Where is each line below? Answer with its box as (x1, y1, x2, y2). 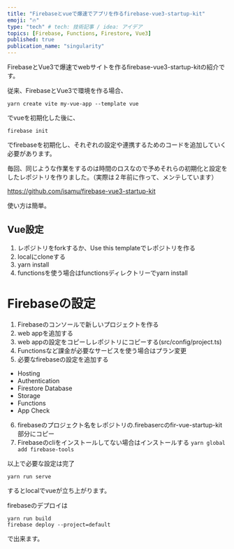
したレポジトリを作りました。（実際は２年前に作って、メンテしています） (7, 173, 218, 181)
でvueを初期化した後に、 (7, 113, 79, 122)
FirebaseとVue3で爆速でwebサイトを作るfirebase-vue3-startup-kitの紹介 (7, 63, 219, 71)
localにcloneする (17, 252, 66, 261)
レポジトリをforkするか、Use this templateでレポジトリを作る (17, 243, 196, 252)
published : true (7, 36, 54, 43)
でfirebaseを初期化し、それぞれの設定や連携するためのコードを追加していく (7, 141, 227, 149)
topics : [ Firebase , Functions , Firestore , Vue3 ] (7, 29, 152, 37)
